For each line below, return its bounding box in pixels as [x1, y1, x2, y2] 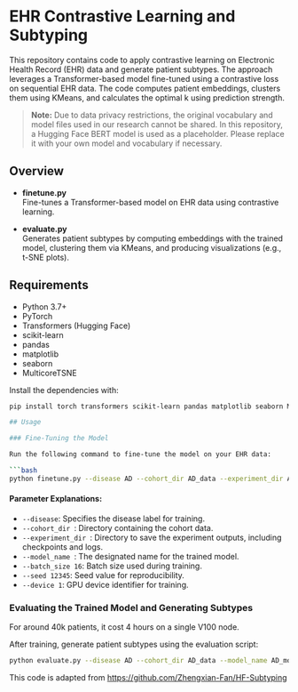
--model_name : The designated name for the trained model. [21, 551, 239, 562]
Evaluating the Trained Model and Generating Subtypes [9, 601, 254, 614]
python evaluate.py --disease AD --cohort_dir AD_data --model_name [9, 656, 268, 665]
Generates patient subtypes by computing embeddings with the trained [21, 233, 284, 244]
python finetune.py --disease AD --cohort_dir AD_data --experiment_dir [9, 474, 284, 483]
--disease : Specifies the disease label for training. [21, 513, 206, 524]
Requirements [9, 278, 89, 293]
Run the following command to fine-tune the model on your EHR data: [9, 450, 272, 459]
